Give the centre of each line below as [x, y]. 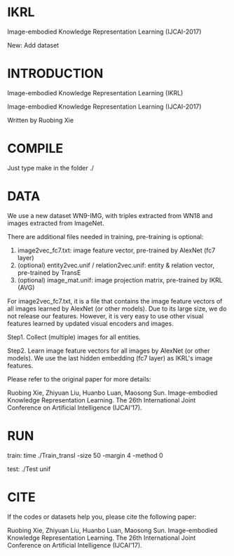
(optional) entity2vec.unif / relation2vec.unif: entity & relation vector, [116, 265]
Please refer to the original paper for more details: [79, 379]
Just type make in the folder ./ [51, 168]
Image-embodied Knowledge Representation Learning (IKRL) [95, 93]
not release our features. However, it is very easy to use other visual [105, 316]
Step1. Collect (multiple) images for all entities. [74, 337]
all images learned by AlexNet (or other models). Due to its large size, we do [117, 308]
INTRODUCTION [55, 74]
